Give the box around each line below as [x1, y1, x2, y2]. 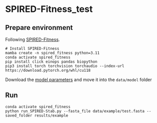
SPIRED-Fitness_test [5, 3, 93, 15]
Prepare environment [5, 23, 73, 32]
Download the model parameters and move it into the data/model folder [5, 77, 152, 83]
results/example [34, 113, 69, 118]
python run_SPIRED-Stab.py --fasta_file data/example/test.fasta [5, 109, 144, 114]
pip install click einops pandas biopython [5, 59, 98, 64]
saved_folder [5, 113, 33, 118]
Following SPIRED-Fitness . [5, 36, 60, 42]
